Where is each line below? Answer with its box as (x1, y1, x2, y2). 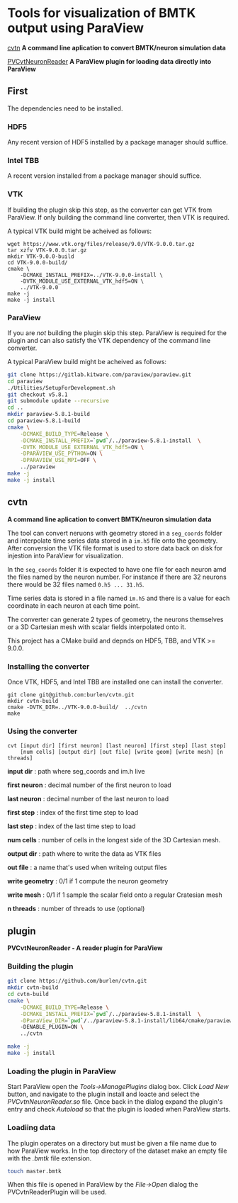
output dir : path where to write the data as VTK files (7, 849, 161, 858)
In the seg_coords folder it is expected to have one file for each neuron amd (7, 565, 227, 573)
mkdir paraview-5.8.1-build (7, 411, 91, 418)
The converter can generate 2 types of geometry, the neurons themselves (7, 615, 224, 623)
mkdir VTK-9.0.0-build (7, 253, 74, 260)
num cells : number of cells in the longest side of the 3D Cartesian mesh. (7, 836, 221, 845)
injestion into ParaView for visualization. (7, 551, 124, 560)
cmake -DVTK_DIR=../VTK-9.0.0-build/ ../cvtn (7, 704, 147, 711)
